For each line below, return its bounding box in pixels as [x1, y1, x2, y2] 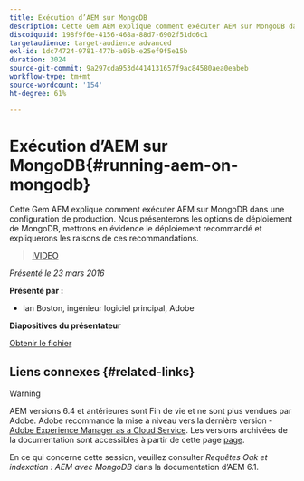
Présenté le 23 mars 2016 [9, 268, 105, 278]
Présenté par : [9, 286, 64, 297]
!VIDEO [31, 250, 59, 261]
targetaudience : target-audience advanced [9, 38, 172, 48]
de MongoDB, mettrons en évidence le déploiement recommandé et [9, 223, 262, 234]
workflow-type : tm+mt [9, 72, 91, 81]
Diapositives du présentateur [9, 320, 121, 331]
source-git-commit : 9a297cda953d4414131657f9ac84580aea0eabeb [9, 64, 249, 73]
